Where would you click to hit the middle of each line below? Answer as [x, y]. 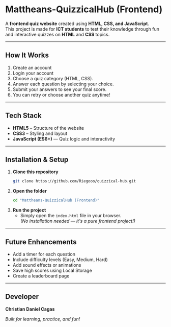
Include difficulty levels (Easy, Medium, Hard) [60, 260]
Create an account [32, 67]
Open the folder [30, 191]
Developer [22, 297]
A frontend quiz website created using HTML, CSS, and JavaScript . [77, 24]
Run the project [29, 210]
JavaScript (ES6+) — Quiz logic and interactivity [64, 138]
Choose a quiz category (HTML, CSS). [53, 78]
